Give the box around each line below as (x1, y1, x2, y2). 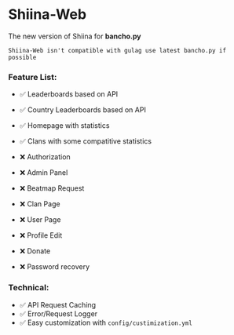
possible (8, 53, 37, 61)
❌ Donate (19, 246, 51, 256)
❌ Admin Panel (19, 168, 68, 177)
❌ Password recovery (19, 262, 90, 271)
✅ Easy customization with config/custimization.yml (19, 318, 192, 327)
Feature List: (8, 71, 57, 82)
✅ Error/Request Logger (19, 308, 98, 319)
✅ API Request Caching (19, 300, 97, 309)
